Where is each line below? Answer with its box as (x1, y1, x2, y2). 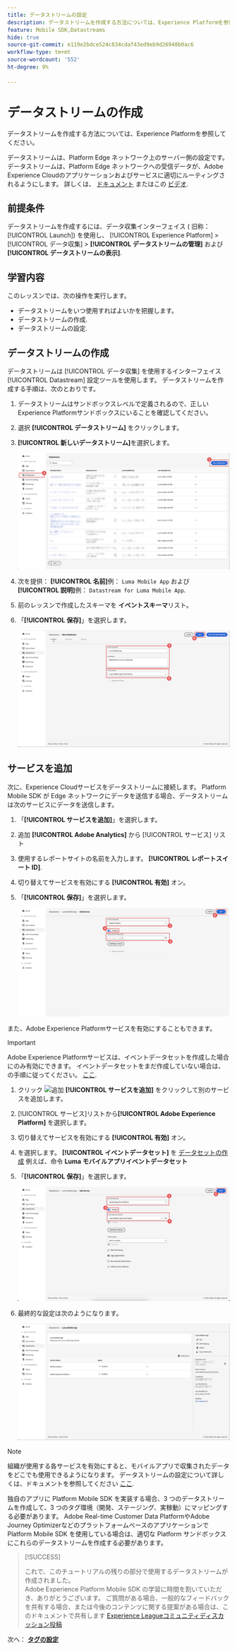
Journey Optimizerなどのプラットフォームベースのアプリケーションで (7, 1521, 209, 1529)
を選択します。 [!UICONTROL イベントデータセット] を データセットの (17, 1149, 222, 1157)
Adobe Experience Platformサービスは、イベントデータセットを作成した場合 (7, 1053, 229, 1062)
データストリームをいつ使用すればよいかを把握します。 (17, 307, 178, 315)
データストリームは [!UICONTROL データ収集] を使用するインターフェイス (7, 367, 221, 375)
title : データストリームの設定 (7, 11, 87, 18)
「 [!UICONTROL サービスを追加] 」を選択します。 (17, 815, 162, 824)
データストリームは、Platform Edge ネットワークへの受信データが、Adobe (7, 162, 224, 170)
